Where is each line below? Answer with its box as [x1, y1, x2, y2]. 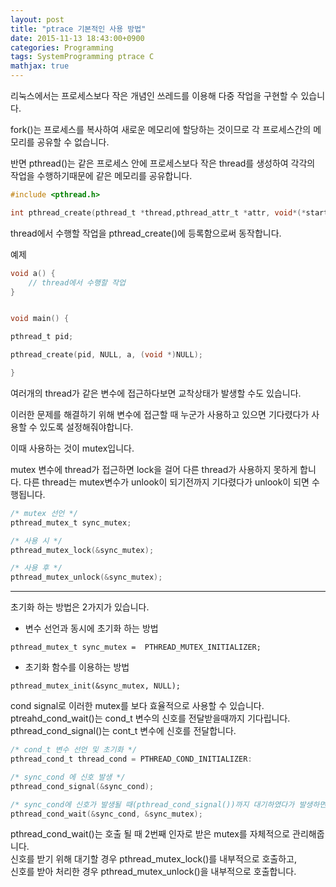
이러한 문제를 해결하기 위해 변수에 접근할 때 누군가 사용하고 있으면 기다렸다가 [10, 408, 310, 420]
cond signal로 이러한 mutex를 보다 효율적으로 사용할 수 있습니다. [10, 700, 265, 712]
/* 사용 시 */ [10, 536, 63, 546]
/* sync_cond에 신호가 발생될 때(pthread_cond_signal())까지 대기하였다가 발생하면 [10, 799, 327, 810]
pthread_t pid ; [10, 332, 74, 342]
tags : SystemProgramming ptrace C [10, 52, 155, 62]
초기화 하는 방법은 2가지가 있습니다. [10, 601, 150, 613]
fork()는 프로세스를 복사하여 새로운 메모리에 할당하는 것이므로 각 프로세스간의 [10, 124, 312, 135]
